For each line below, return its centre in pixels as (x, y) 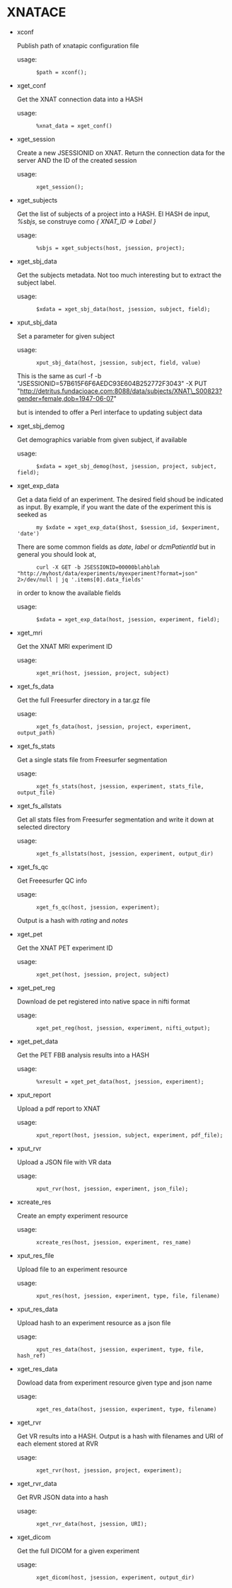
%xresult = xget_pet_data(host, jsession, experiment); (120, 1082)
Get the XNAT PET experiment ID (65, 948)
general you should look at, (57, 554)
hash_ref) (31, 1356)
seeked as (32, 514)
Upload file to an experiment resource (72, 1269)
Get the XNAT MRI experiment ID (64, 646)
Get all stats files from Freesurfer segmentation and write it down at (115, 819)
